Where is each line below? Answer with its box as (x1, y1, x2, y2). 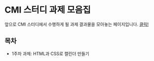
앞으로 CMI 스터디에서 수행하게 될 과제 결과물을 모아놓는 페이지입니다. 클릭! (4, 21, 149, 27)
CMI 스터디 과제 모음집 (4, 4, 91, 15)
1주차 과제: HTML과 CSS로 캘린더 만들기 (11, 50, 89, 56)
